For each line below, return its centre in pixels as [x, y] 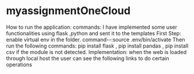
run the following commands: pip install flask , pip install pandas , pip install [97, 46]
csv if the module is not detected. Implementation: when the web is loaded [96, 52]
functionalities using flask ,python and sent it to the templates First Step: [93, 33]
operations [19, 64]
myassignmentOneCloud [68, 11]
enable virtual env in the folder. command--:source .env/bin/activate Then [96, 39]
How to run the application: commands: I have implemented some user [92, 27]
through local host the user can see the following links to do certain [88, 58]
